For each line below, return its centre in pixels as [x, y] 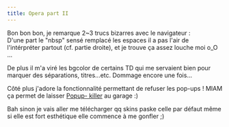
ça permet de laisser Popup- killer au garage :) [73, 96]
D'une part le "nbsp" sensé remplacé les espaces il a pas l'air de [98, 40]
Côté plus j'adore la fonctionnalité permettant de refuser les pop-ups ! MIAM [115, 88]
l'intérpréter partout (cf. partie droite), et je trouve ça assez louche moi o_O [112, 47]
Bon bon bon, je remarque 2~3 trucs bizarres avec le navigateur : [99, 33]
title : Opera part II [38, 13]
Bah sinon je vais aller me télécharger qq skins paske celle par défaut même [114, 109]
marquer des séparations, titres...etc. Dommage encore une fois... [100, 75]
